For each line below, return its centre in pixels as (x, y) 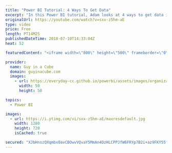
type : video (18, 24)
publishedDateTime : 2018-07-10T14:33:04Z (50, 39)
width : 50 (29, 86)
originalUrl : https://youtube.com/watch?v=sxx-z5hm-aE (65, 20)
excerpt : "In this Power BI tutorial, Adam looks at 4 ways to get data (84, 15)
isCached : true (31, 133)
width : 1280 (27, 124)
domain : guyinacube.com (35, 72)
